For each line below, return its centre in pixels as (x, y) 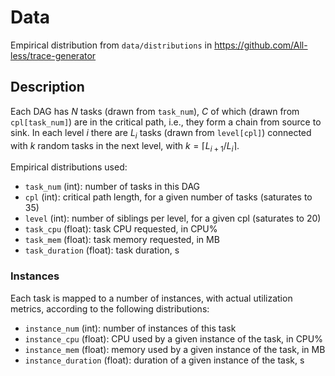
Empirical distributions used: (69, 167)
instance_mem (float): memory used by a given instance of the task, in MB (175, 349)
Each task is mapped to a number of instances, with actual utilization (151, 298)
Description (47, 87)
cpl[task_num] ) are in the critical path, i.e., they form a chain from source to (166, 122)
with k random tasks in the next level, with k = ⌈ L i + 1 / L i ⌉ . (125, 146)
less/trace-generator (53, 55)
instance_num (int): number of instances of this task (130, 328)
